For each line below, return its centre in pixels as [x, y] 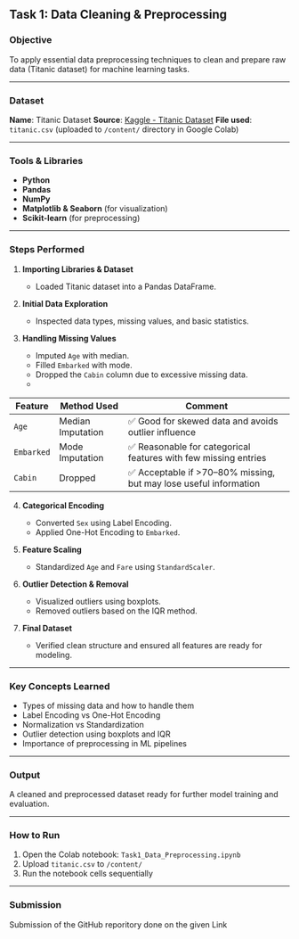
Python [36, 180]
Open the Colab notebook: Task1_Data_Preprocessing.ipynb [131, 854]
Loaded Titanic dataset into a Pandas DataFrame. [125, 286]
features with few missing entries [197, 457]
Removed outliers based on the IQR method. [116, 611]
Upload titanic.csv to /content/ [82, 864]
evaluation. [29, 804]
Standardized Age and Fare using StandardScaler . [125, 566]
